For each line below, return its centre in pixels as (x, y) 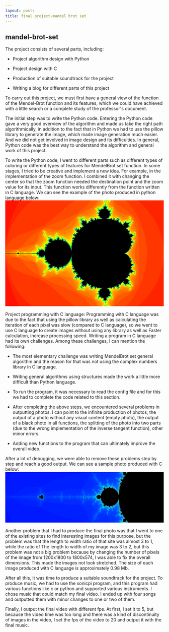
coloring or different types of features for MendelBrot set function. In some (83, 166)
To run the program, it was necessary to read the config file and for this (87, 392)
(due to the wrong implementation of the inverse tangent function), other (88, 428)
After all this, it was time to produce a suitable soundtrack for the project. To (84, 578)
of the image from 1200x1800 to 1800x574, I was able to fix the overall (78, 557)
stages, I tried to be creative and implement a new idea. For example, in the (83, 171)
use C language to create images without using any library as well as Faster (83, 331)
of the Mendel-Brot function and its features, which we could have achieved (84, 103)
